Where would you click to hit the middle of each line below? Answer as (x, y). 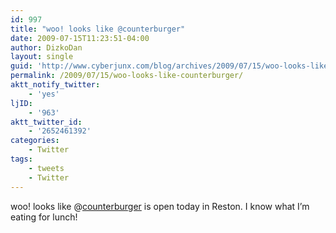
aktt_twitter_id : (46, 122)
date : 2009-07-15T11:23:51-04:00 (80, 38)
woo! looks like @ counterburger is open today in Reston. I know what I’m (160, 206)
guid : (21, 66)
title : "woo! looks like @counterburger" (98, 29)
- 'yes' (44, 94)
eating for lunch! (44, 217)
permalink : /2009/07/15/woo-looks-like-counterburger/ (127, 76)
